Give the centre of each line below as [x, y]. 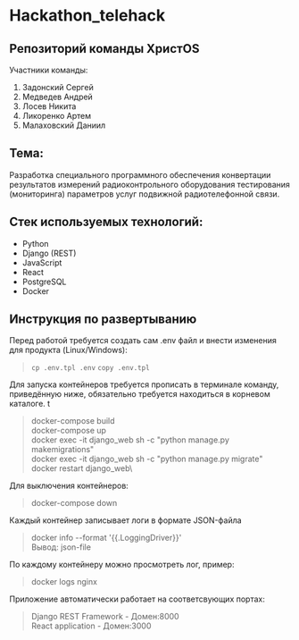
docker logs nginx [64, 582]
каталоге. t [30, 404]
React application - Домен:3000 [91, 626]
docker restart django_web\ [82, 468]
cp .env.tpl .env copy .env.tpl [90, 368]
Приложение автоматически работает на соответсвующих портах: [137, 599]
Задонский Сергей [58, 87]
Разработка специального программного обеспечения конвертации [140, 174]
